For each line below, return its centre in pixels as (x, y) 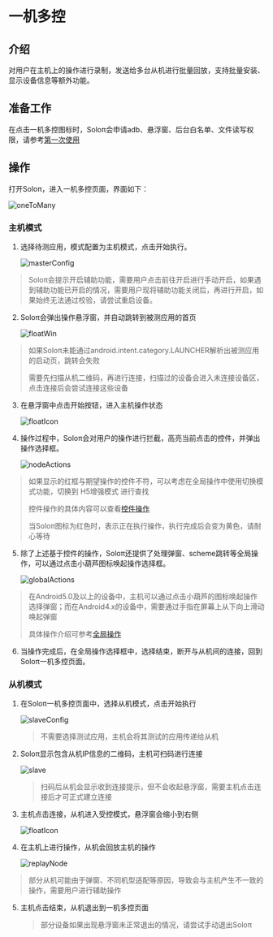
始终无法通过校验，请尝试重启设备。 (96, 300)
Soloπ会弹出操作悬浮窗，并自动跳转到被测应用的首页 (108, 317)
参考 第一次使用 (54, 140)
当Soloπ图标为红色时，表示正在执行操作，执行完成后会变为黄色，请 (141, 525)
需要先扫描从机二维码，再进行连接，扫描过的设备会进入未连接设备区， (146, 378)
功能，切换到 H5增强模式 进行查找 (92, 491)
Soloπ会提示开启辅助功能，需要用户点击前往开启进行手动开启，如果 (141, 279)
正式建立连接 (90, 797)
